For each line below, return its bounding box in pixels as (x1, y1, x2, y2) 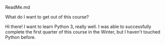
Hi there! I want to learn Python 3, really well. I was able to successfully (5, 23, 152, 29)
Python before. (5, 34, 36, 40)
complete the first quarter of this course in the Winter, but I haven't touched (5, 29, 161, 34)
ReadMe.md (5, 4, 30, 10)
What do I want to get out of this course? (5, 14, 89, 19)
